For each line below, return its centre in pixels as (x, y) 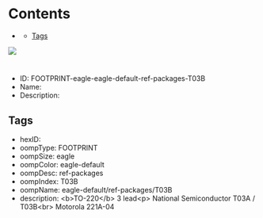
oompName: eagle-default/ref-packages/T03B (96, 189)
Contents (40, 14)
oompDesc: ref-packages (61, 173)
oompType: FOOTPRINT (59, 147)
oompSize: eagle (47, 156)
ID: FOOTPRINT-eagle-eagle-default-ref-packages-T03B (112, 78)
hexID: (30, 139)
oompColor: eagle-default (62, 164)
